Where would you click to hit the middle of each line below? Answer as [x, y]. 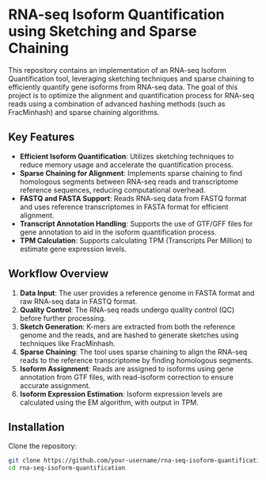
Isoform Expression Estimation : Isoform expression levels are [121, 394]
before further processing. [63, 318]
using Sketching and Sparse [103, 31]
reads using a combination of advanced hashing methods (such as [117, 104]
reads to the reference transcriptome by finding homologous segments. [136, 360]
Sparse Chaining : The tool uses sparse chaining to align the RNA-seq [133, 352]
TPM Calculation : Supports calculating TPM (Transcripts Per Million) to [136, 240]
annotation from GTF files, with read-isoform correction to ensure [126, 377]
